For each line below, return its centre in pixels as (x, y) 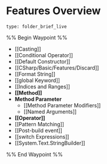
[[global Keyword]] (37, 80)
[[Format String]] (35, 74)
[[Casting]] (28, 49)
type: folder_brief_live (36, 27)
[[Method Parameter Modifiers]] (62, 105)
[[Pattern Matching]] (39, 124)
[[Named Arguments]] (50, 111)
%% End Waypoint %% (34, 154)
